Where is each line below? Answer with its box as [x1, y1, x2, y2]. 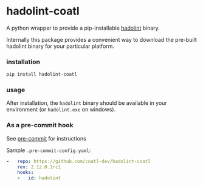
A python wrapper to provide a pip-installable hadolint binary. [6, 24, 160, 32]
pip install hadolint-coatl [6, 71, 78, 78]
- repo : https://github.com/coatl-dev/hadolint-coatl [6, 158, 151, 164]
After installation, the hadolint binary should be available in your [6, 99, 167, 107]
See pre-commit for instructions [6, 135, 86, 142]
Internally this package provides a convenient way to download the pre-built [6, 36, 197, 43]
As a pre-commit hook [6, 121, 74, 130]
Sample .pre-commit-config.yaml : [6, 147, 91, 154]
